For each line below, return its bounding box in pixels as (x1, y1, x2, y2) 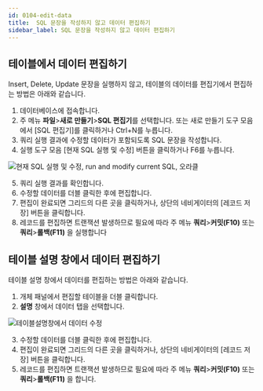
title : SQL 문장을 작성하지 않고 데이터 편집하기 (8, 19, 151, 27)
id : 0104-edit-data (8, 11, 72, 20)
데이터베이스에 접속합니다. (19, 106, 100, 115)
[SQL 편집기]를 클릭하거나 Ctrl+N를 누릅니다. (34, 126, 173, 135)
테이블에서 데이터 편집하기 (8, 57, 127, 71)
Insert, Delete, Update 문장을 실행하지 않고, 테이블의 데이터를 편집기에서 (8, 79, 232, 89)
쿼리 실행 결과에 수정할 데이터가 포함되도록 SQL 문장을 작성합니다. (19, 135, 222, 145)
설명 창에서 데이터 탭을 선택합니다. (19, 301, 125, 311)
